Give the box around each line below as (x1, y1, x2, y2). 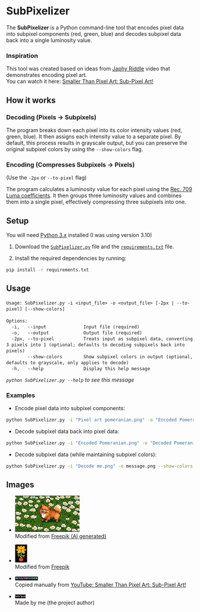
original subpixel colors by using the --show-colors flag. (6, 145, 143, 153)
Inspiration (6, 51, 39, 60)
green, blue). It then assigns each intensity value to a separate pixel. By (6, 133, 182, 140)
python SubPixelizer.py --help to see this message (6, 376, 135, 383)
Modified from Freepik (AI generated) (14, 533, 107, 540)
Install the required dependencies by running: (14, 255, 127, 262)
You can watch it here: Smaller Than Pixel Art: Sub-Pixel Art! (6, 78, 154, 85)
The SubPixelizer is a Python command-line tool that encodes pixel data (6, 24, 185, 31)
